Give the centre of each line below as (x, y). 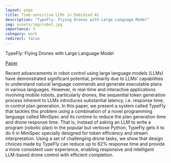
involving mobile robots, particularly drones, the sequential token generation (86, 95)
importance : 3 (20, 29)
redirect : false (22, 39)
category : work (21, 34)
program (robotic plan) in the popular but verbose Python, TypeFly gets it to (85, 127)
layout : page (19, 10)
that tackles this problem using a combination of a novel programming (79, 111)
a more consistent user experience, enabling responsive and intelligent (80, 149)
